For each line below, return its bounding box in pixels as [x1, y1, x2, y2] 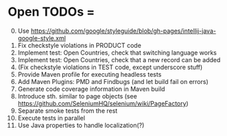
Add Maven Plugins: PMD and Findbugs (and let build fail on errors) [17, 77, 208, 85]
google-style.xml [17, 33, 66, 42]
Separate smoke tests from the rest [17, 107, 118, 115]
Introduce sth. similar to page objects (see [17, 92, 138, 100]
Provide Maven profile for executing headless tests [17, 70, 162, 79]
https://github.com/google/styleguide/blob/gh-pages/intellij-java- [30, 27, 217, 35]
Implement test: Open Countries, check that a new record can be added [17, 55, 221, 64]
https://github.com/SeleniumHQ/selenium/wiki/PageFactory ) [17, 99, 189, 107]
